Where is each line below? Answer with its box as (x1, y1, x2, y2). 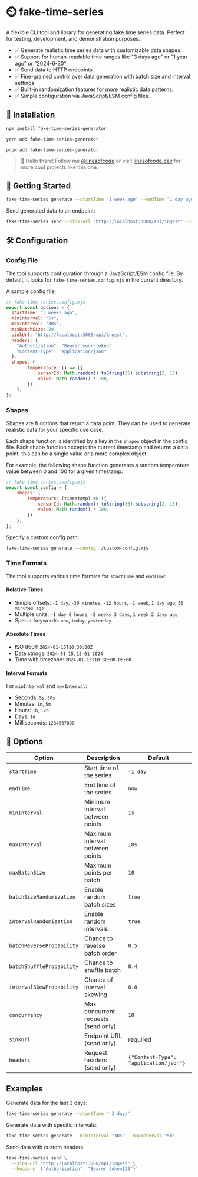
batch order (84, 949, 117, 957)
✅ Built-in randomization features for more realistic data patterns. (14, 86, 174, 93)
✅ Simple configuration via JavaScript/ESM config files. (14, 92, 150, 99)
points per (84, 869, 113, 877)
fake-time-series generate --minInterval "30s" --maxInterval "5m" (6, 1133, 176, 1139)
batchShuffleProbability (9, 963, 79, 970)
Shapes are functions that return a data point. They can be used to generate (6, 419, 191, 426)
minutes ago (14, 605, 44, 611)
